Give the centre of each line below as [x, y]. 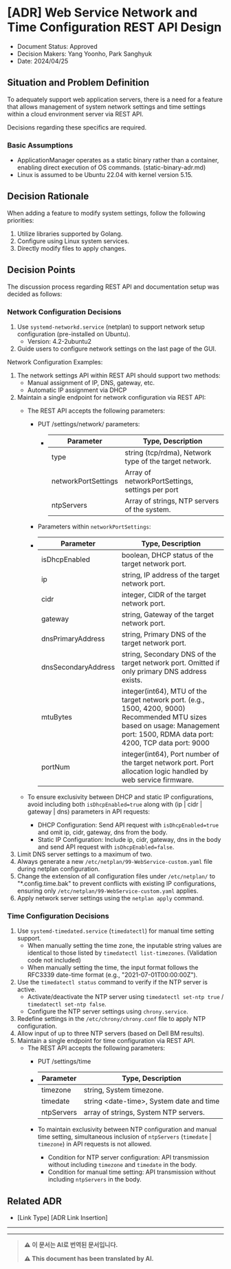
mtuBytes [56, 716]
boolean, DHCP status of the [167, 555]
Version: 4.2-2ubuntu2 [59, 341]
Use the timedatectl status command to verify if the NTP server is [112, 982]
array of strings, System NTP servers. [144, 1113]
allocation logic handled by [165, 771]
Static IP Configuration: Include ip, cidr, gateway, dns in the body [129, 839]
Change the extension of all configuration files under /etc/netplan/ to [116, 876]
